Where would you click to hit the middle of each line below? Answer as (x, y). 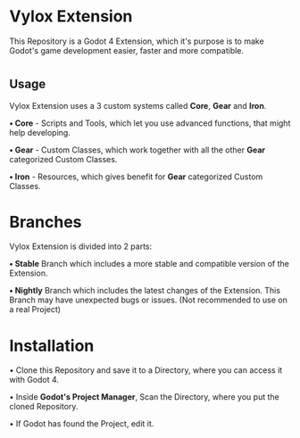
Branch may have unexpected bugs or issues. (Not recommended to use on (148, 300)
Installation (52, 346)
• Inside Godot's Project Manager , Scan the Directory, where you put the (144, 397)
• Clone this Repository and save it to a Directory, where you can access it (146, 370)
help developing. (40, 132)
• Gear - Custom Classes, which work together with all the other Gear (137, 150)
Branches (46, 222)
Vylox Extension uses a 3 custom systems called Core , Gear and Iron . (138, 105)
